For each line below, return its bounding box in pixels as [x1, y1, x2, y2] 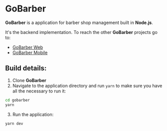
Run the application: [12, 111, 54, 117]
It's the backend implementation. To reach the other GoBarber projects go [5, 29, 158, 35]
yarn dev [5, 121, 23, 126]
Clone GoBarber [12, 77, 46, 83]
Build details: [5, 64, 47, 72]
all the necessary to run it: [12, 88, 66, 94]
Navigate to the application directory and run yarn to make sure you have [12, 82, 163, 88]
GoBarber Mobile [12, 49, 48, 55]
